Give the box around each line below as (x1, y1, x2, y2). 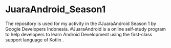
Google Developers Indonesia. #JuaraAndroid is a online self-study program (5, 26, 166, 32)
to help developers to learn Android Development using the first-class (5, 31, 153, 37)
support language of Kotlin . (5, 37, 64, 43)
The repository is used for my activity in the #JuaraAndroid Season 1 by (5, 20, 156, 27)
